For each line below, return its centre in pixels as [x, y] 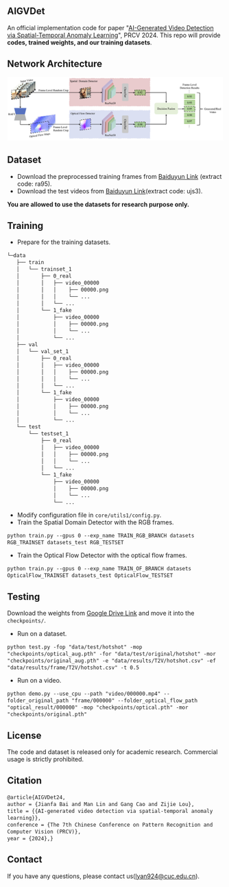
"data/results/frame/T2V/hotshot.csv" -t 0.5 [73, 668]
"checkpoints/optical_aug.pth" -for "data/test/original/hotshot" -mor [111, 654]
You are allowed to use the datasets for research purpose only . [98, 204]
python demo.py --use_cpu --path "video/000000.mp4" [84, 694]
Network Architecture [55, 64]
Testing [24, 597]
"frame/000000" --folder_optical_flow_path [134, 701]
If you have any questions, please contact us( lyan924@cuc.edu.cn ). [104, 876]
